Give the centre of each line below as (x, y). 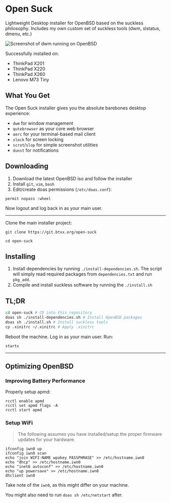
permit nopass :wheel (28, 199)
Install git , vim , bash (34, 184)
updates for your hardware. (46, 439)
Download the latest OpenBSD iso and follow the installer (72, 178)
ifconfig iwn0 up (24, 449)
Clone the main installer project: (39, 222)
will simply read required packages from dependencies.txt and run (82, 274)
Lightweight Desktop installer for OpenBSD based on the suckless (74, 23)
